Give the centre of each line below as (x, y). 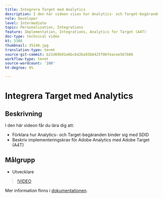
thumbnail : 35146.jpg (27, 45)
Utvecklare (23, 171)
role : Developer (21, 18)
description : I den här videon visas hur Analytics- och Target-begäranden (83, 14)
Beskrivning (24, 114)
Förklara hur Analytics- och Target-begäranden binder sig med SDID (81, 135)
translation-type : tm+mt (30, 50)
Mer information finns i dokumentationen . (47, 190)
